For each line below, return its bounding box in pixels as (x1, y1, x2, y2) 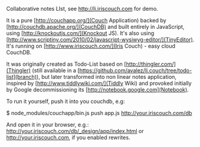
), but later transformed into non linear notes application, (36, 73, 177, 80)
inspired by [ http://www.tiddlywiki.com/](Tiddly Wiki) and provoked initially (6, 80, 192, 87)
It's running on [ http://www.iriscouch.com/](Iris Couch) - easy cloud (6, 42, 176, 49)
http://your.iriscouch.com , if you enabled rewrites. (6, 134, 131, 141)
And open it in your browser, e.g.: (6, 121, 89, 128)
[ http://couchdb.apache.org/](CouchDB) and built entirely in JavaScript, (6, 23, 185, 30)
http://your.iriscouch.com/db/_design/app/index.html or (6, 128, 145, 134)
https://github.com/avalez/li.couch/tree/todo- (79, 67, 192, 74)
